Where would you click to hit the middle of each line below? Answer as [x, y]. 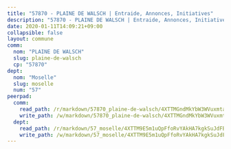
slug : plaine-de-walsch [47, 58]
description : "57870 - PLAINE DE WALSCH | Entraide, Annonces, [100, 20]
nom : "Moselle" [35, 77]
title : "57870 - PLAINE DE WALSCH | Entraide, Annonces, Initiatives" [110, 13]
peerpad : [20, 97]
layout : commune [30, 39]
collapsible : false [35, 33]
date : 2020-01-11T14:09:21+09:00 [55, 26]
